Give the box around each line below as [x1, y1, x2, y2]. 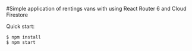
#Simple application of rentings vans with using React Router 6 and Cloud [6, 5, 187, 12]
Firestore [6, 11, 29, 18]
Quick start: [6, 23, 34, 30]
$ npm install [6, 34, 42, 40]
